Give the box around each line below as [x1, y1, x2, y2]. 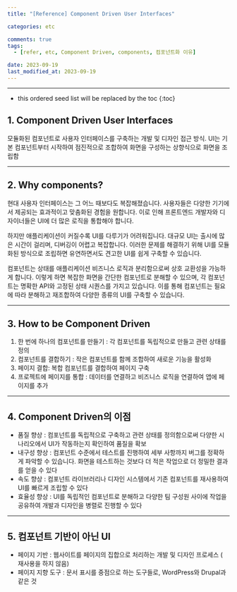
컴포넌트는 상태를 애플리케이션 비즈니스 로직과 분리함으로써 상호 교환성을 [7, 264, 207, 272]
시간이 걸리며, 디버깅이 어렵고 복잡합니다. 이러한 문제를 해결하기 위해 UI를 [14, 240, 217, 249]
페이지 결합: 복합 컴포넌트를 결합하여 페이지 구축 [17, 364, 150, 372]
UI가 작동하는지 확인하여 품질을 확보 [48, 440, 147, 448]
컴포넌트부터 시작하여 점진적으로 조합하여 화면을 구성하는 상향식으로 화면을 [14, 142, 221, 152]
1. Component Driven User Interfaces [7, 114, 174, 127]
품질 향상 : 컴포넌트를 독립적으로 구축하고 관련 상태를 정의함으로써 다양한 [17, 431, 217, 439]
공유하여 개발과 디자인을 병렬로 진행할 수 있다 [17, 501, 142, 510]
